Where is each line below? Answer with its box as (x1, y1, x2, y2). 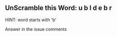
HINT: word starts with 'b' (5, 17, 57, 22)
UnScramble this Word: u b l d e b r (5, 4, 112, 12)
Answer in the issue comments (5, 26, 67, 32)
